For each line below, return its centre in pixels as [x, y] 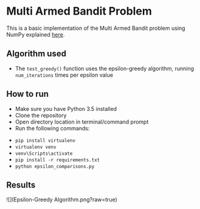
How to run [28, 94]
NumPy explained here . [36, 34]
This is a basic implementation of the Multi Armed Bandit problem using [96, 28]
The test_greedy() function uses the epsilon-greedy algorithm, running [105, 68]
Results [21, 185]
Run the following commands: [52, 128]
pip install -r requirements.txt [57, 160]
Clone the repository [41, 115]
